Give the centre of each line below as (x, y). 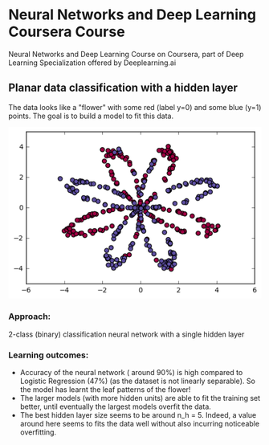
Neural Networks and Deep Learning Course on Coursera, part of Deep (126, 54)
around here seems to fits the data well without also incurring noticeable (139, 423)
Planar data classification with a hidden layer (123, 88)
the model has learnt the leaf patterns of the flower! (105, 389)
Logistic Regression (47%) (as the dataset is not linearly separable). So (137, 381)
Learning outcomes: (49, 355)
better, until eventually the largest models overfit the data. (115, 406)
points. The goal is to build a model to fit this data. (91, 116)
